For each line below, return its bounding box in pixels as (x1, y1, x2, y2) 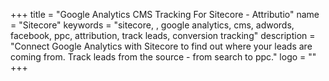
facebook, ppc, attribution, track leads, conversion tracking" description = (10, 30, 316, 41)
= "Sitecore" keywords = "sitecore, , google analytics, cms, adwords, (10, 19, 295, 31)
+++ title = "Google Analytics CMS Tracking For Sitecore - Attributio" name (10, 9, 320, 20)
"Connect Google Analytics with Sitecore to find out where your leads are (10, 40, 313, 52)
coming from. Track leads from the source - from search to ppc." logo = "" (10, 51, 317, 63)
